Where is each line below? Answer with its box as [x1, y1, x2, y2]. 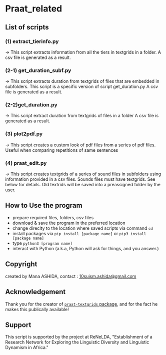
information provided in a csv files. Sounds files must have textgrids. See [5, 176, 155, 182]
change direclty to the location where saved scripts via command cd [12, 225, 153, 231]
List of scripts [5, 23, 49, 31]
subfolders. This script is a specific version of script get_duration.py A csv [5, 83, 158, 90]
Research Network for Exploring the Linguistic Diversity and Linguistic [5, 339, 149, 345]
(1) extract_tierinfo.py [5, 38, 59, 45]
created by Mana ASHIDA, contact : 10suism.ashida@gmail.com [5, 273, 136, 279]
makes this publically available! [5, 306, 69, 312]
